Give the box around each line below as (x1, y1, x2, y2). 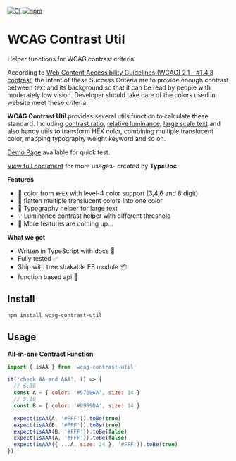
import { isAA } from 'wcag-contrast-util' (7, 363, 137, 370)
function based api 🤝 (17, 272, 78, 281)
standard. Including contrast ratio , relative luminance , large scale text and (7, 119, 221, 128)
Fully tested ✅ (17, 254, 58, 262)
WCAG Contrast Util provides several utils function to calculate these (7, 111, 209, 120)
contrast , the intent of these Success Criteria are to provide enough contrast (7, 75, 229, 84)
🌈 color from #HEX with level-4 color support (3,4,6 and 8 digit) (17, 189, 199, 197)
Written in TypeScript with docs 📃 (17, 247, 115, 255)
